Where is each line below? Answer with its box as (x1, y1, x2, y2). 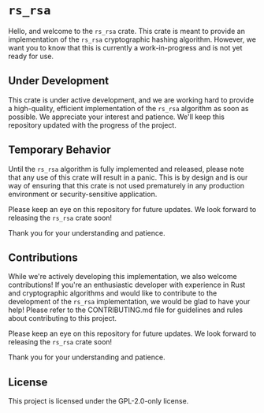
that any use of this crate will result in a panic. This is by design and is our (8, 173, 248, 182)
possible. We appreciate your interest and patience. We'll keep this (8, 112, 225, 121)
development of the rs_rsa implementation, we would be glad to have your (8, 297, 251, 307)
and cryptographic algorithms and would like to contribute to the (8, 288, 218, 298)
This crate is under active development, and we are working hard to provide (8, 95, 255, 105)
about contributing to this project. (8, 314, 117, 323)
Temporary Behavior (8, 143, 112, 157)
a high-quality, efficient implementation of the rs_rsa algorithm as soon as (8, 103, 249, 113)
